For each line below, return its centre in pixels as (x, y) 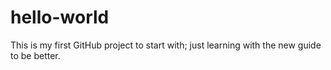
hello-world (60, 17)
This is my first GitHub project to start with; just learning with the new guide (166, 45)
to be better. (35, 55)
